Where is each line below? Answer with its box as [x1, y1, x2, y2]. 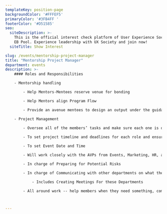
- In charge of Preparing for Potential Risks [23, 161, 121, 166]
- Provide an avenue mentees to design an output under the [23, 107, 150, 112]
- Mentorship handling [14, 80, 61, 86]
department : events [5, 63, 46, 68]
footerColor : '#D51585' [5, 21, 55, 26]
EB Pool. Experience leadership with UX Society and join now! [14, 40, 148, 45]
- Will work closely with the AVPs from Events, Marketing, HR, [23, 152, 159, 157]
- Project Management [14, 116, 59, 122]
